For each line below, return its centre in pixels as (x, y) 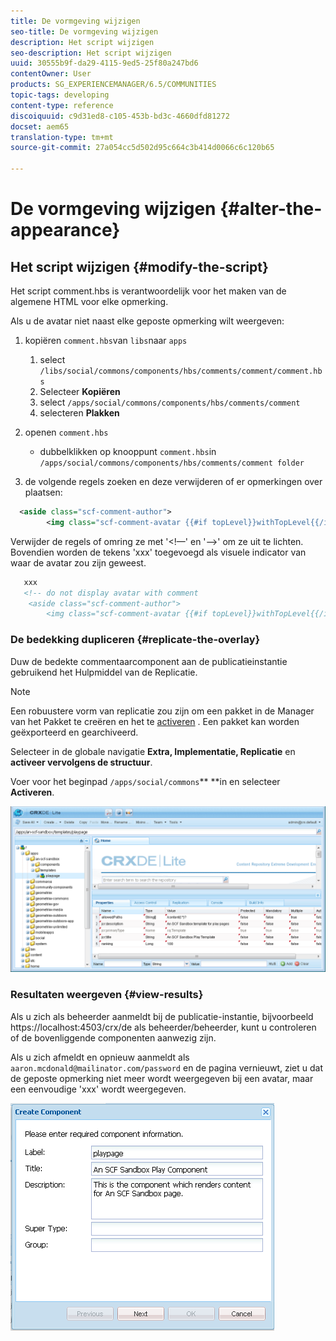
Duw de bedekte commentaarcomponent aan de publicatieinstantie (149, 661)
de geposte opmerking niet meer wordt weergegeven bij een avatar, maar (162, 1078)
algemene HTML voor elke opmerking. (89, 301)
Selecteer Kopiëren (80, 391)
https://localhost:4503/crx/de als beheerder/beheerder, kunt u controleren (163, 1027)
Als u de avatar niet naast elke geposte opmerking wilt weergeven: (147, 321)
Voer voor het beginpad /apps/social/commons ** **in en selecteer (145, 781)
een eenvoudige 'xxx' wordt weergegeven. (98, 1089)
